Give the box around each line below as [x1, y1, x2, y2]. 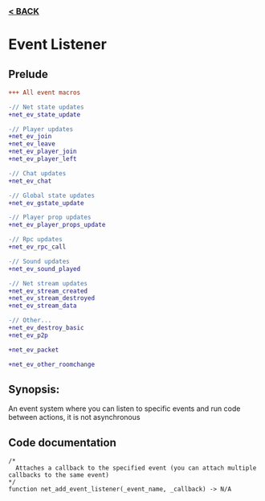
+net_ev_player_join [8, 147, 78, 156]
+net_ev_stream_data [8, 302, 78, 310]
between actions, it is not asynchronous [8, 413, 141, 422]
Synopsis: [8, 382, 60, 396]
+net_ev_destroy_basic [8, 324, 84, 332]
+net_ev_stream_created [8, 287, 88, 295]
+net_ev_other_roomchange [8, 360, 95, 368]
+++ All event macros [8, 88, 81, 97]
